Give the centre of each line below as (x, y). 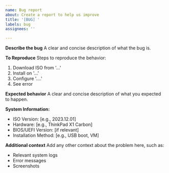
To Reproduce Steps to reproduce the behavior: (56, 58)
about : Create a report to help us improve (52, 15)
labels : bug (18, 24)
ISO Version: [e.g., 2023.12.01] (44, 119)
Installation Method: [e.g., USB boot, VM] (56, 135)
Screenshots (26, 166)
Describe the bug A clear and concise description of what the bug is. (78, 48)
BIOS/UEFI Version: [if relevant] (46, 130)
